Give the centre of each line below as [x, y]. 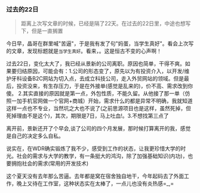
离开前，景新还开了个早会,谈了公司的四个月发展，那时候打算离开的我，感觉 [99, 129]
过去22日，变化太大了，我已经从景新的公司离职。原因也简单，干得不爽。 [96, 64]
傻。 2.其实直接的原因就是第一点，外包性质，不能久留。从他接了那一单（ [96, 94]
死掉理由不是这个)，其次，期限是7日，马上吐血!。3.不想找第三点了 [87, 116]
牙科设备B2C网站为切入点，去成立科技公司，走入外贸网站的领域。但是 [97, 79]
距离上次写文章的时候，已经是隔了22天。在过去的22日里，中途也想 [103, 24]
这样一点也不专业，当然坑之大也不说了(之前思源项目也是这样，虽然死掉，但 [99, 108]
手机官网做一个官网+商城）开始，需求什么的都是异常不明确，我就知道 [107, 101]
